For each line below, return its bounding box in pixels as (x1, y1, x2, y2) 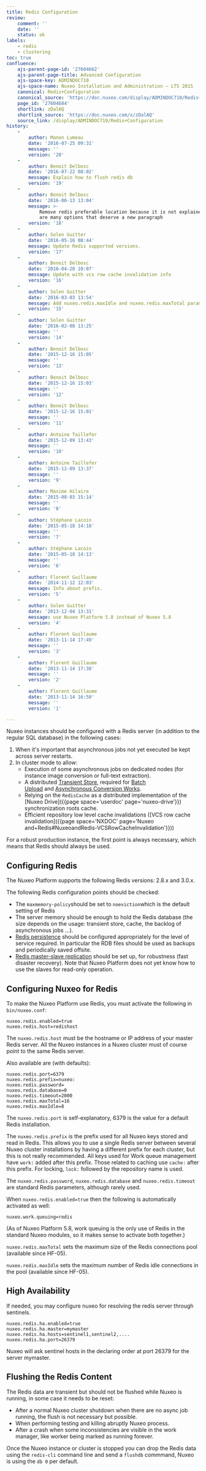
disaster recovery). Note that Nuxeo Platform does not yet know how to (15, 959, 196, 967)
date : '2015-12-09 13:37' (28, 465, 95, 472)
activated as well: (6, 1202, 50, 1209)
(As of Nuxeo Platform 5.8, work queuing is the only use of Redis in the (6, 1225, 185, 1232)
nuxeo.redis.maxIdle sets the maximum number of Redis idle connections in (6, 1262, 199, 1268)
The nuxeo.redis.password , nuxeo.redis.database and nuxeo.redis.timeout (6, 1177, 196, 1184)
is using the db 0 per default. (6, 1457, 79, 1465)
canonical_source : (17, 95, 64, 101)
